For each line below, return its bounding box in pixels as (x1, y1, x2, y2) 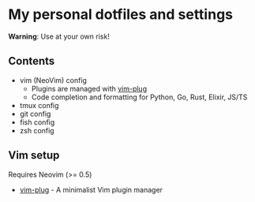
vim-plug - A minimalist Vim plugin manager (19, 185, 163, 194)
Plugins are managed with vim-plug (31, 84, 148, 93)
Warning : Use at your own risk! (8, 32, 111, 41)
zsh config (19, 125, 54, 135)
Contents (8, 54, 55, 68)
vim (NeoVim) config (19, 75, 87, 84)
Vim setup (8, 148, 60, 163)
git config (19, 109, 51, 118)
